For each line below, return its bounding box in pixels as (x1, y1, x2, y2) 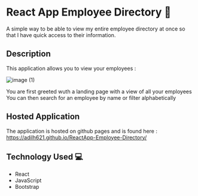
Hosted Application (6, 112, 80, 122)
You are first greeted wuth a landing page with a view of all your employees (6, 88, 193, 95)
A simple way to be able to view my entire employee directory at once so (6, 25, 185, 32)
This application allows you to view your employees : (6, 65, 136, 72)
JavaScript (14, 177, 42, 184)
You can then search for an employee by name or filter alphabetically (6, 94, 176, 101)
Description (6, 49, 51, 59)
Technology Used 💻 (6, 152, 84, 162)
